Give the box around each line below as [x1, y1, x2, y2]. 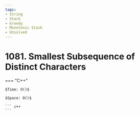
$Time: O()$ [5, 87, 29, 92]
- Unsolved [5, 30, 27, 35]
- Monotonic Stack [5, 25, 43, 30]
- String [5, 12, 23, 17]
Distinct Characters [5, 62, 87, 72]
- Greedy [5, 21, 23, 26]
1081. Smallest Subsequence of [5, 51, 136, 62]
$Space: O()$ [5, 95, 32, 100]
